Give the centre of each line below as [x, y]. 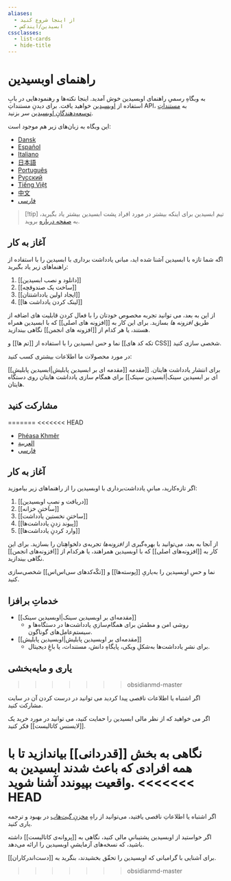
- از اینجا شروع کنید [45, 20]
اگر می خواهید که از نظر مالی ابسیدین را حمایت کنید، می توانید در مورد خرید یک [109, 719]
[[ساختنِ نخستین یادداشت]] [53, 516]
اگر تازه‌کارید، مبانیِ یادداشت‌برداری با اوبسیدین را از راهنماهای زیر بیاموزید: [102, 488]
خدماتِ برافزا [33, 600]
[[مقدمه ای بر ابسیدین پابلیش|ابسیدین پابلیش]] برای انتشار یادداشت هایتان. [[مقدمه [114, 369]
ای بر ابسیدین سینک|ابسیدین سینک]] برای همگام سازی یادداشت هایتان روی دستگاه [113, 377]
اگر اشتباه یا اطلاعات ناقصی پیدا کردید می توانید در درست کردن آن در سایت [104, 698]
